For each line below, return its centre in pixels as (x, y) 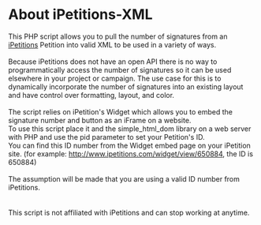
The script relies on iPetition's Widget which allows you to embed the (120, 111)
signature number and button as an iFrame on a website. (100, 120)
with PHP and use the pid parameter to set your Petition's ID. (106, 137)
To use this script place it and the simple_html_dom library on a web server (130, 129)
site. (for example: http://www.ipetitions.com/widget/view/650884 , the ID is (131, 154)
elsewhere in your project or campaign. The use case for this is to (115, 78)
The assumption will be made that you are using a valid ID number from (124, 178)
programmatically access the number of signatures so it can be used (120, 69)
